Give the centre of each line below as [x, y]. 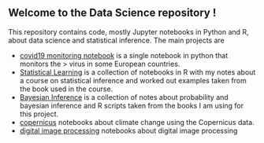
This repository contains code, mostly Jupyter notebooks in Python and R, [129, 31]
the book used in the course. [66, 89]
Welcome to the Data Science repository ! [112, 13]
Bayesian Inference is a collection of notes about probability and [124, 97]
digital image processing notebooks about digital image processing [128, 130]
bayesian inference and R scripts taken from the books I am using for [132, 105]
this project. [39, 114]
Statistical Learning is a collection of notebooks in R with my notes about [138, 72]
